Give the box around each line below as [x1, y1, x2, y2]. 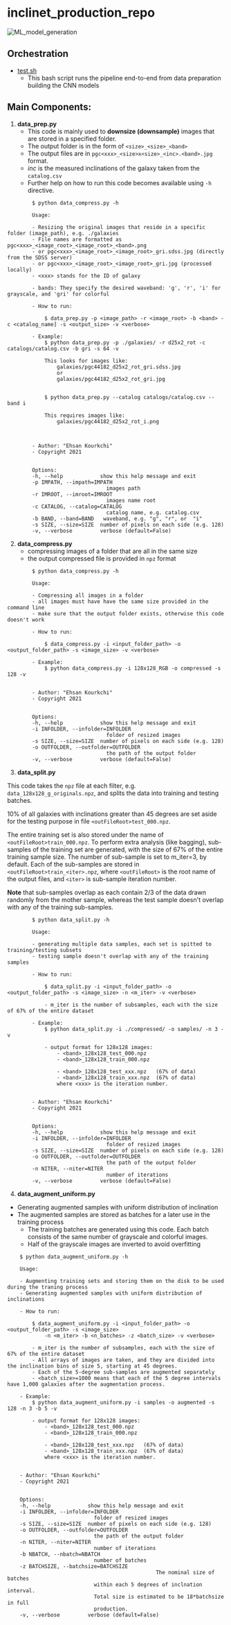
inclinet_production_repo [7, 5, 156, 21]
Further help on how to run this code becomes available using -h [27, 178, 212, 187]
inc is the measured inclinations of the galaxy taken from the [27, 164, 200, 172]
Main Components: [7, 101, 92, 113]
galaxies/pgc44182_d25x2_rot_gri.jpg [56, 375, 166, 382]
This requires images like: [44, 411, 126, 419]
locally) [7, 266, 33, 273]
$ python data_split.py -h [32, 916, 110, 924]
